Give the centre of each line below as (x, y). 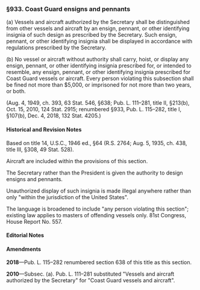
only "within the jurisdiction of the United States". (67, 197)
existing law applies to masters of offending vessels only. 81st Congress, (96, 215)
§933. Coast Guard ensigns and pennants (68, 9)
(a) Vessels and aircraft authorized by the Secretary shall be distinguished (98, 22)
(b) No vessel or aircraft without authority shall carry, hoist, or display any (98, 60)
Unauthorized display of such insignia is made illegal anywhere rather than (99, 191)
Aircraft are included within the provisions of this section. (77, 161)
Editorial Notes (25, 235)
